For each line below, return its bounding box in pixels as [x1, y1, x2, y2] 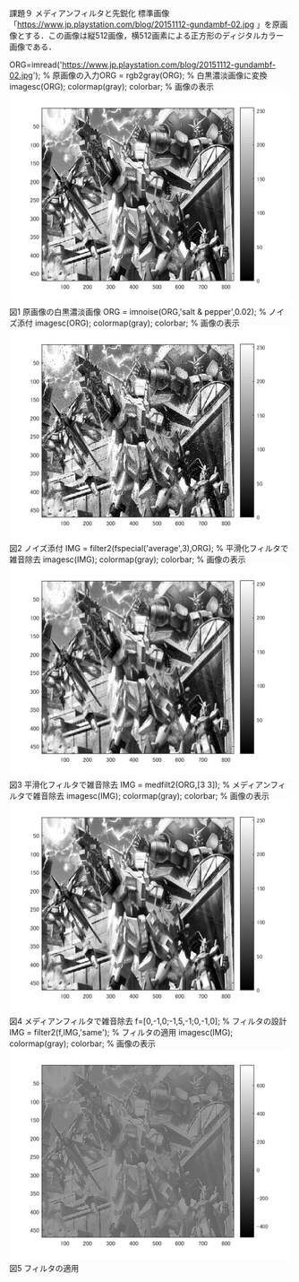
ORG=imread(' [9, 59, 63, 70]
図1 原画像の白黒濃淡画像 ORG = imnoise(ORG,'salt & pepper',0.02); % [9, 306, 267, 316]
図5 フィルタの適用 [9, 1263, 79, 1274]
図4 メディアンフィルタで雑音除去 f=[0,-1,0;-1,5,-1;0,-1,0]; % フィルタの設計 [9, 1016, 287, 1026]
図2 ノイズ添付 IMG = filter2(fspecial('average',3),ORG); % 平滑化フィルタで [9, 542, 289, 553]
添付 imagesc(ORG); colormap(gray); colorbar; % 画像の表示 [16, 317, 240, 328]
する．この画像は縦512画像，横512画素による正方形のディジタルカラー [24, 30, 285, 40]
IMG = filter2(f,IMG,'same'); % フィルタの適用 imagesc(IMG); [9, 1026, 234, 1037]
